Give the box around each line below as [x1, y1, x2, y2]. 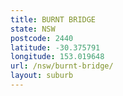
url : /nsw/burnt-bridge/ [10, 61, 114, 71]
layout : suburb [10, 71, 74, 81]
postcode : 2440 [10, 33, 74, 43]
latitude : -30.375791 [10, 42, 101, 53]
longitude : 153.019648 [10, 52, 105, 62]
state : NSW [10, 24, 56, 34]
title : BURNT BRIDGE [10, 14, 97, 25]
